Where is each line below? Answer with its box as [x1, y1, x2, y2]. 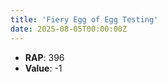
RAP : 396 [24, 51, 65, 63]
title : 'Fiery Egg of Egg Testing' [10, 14, 159, 25]
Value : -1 [24, 62, 63, 74]
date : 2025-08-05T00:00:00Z [10, 24, 128, 34]
